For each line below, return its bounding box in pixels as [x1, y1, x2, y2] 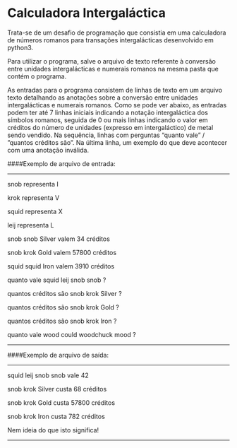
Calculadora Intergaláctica [7, 5, 166, 21]
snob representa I [7, 179, 59, 188]
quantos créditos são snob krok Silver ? [7, 289, 122, 297]
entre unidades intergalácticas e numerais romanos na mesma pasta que [7, 64, 219, 73]
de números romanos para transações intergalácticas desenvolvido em [7, 35, 214, 44]
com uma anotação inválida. [7, 146, 90, 154]
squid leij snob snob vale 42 [7, 371, 90, 379]
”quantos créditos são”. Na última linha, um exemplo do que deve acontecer [7, 138, 228, 146]
